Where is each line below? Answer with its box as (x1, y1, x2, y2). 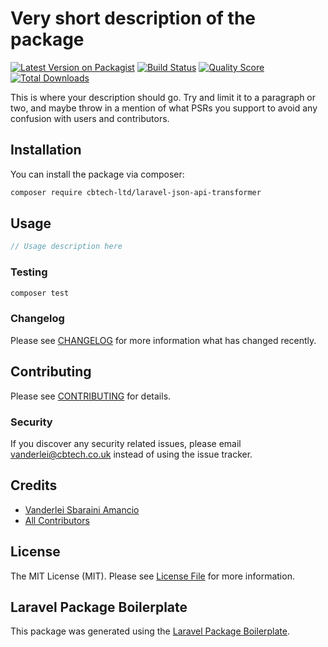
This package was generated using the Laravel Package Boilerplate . (10, 625, 291, 637)
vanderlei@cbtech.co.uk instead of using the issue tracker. (10, 448, 253, 460)
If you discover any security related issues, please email (10, 437, 242, 449)
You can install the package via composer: (10, 168, 185, 180)
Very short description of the (10, 7, 257, 30)
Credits (10, 477, 58, 494)
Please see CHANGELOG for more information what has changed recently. (10, 334, 317, 346)
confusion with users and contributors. (10, 112, 170, 124)
